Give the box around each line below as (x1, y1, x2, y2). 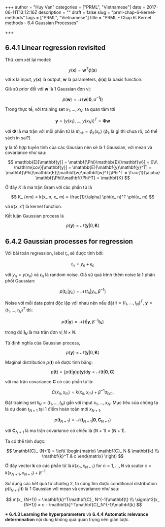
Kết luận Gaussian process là (5, 213, 64, 219)
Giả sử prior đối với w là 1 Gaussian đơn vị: (5, 86, 91, 92)
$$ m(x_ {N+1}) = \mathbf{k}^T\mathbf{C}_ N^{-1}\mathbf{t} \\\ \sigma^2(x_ (5, 496, 160, 502)
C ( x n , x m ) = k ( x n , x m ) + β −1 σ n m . (51, 388, 114, 396)
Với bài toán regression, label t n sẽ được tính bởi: (5, 250, 104, 257)
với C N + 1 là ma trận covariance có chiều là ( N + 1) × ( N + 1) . (5, 428, 126, 434)
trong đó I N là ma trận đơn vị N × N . (5, 329, 77, 336)
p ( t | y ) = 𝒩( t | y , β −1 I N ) (61, 317, 104, 326)
